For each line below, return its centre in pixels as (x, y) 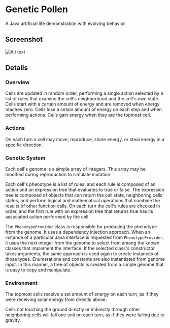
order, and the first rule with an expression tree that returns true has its (79, 211)
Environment (22, 283)
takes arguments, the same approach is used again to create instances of (82, 254)
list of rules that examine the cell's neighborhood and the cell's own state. (82, 99)
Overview (18, 83)
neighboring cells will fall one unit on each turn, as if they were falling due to (85, 315)
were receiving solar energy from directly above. (56, 299)
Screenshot (24, 39)
